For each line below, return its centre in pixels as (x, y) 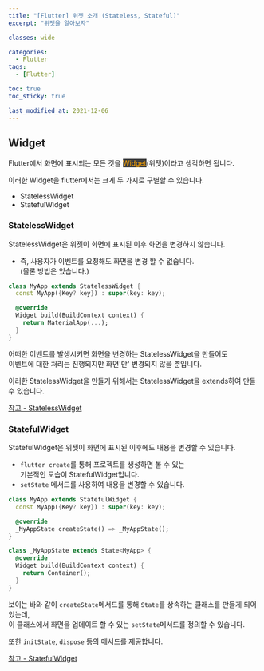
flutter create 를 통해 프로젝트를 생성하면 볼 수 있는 (102, 465)
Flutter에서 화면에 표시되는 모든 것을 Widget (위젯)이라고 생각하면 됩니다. (122, 163)
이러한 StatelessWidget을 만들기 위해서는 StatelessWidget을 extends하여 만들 (132, 381)
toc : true (25, 89)
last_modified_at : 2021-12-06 (59, 110)
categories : (28, 52)
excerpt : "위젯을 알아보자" (49, 23)
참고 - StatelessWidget (45, 408)
